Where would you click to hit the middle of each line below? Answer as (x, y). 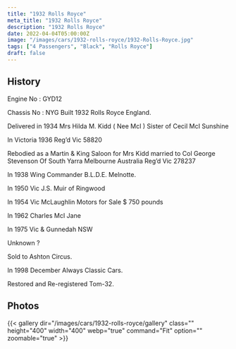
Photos (23, 306)
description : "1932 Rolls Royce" (56, 27)
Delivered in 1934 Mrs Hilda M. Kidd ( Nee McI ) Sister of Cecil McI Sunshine (118, 126)
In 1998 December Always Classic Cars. (65, 270)
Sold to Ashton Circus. (40, 256)
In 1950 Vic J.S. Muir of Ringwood (56, 188)
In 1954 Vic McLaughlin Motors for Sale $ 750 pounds (85, 202)
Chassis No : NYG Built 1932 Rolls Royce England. (79, 112)
